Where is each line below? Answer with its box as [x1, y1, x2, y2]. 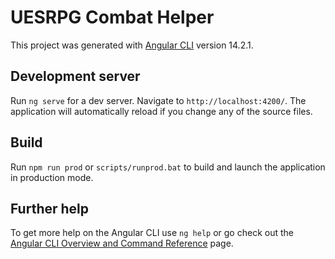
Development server [10, 68, 141, 85]
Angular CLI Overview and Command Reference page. [10, 237, 234, 250]
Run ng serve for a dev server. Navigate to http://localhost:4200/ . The [10, 94, 307, 106]
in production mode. [10, 171, 94, 183]
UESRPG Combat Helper [10, 6, 215, 29]
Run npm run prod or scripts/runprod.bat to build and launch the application [10, 161, 326, 173]
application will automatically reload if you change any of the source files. [10, 105, 313, 117]
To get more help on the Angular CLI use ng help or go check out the [10, 227, 294, 239]
